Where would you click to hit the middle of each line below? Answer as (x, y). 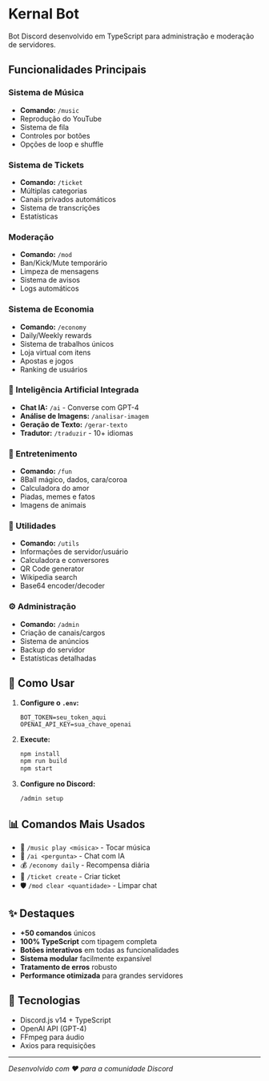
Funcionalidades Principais (77, 70)
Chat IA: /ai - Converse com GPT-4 (79, 407)
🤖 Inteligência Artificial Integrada (74, 390)
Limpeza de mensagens (59, 271)
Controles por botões (55, 135)
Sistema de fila (44, 127)
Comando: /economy (53, 327)
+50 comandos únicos (58, 933)
